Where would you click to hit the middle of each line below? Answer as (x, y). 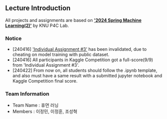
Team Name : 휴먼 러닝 (35, 105)
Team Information (27, 94)
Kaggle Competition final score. (45, 81)
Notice (13, 38)
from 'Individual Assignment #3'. (46, 65)
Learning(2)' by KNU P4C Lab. (37, 25)
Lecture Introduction (38, 8)
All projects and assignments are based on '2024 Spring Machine (73, 20)
